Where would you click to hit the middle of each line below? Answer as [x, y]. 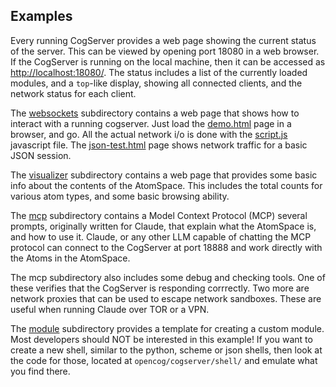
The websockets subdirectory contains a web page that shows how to [155, 113]
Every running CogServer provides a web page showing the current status [163, 40]
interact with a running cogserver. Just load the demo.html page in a [151, 123]
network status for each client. [73, 93]
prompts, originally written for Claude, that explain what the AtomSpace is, [163, 226]
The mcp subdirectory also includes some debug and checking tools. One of [168, 277]
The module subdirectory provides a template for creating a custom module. [167, 328]
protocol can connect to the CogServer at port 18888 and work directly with [166, 247]
